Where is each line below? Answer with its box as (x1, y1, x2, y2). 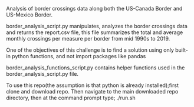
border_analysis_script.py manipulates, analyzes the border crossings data (6, 23, 188, 29)
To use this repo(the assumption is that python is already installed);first (6, 82, 179, 89)
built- (175, 46, 189, 53)
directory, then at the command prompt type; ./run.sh (6, 94, 136, 101)
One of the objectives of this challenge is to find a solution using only (6, 46, 174, 53)
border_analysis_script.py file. (6, 71, 78, 77)
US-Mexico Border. (6, 11, 53, 18)
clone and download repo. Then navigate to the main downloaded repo (6, 88, 179, 95)
